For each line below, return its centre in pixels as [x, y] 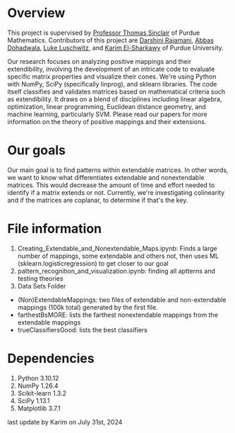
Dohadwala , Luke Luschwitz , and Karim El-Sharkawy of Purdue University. [115, 47]
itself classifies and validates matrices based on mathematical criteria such [116, 91]
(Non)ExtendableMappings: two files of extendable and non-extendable [122, 300]
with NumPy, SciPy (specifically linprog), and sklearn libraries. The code [112, 84]
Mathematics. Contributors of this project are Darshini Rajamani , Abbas [110, 40]
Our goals [36, 151]
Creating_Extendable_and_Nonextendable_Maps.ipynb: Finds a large [117, 248]
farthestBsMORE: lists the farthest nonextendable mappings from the [118, 315]
